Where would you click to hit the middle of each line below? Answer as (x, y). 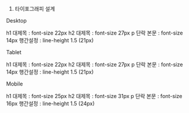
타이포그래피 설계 (35, 9)
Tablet (14, 52)
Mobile (15, 84)
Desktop (16, 21)
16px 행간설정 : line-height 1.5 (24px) (51, 103)
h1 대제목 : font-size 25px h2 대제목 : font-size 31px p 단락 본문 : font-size (94, 96)
